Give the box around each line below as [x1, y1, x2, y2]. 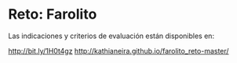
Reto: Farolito [8, 5, 97, 23]
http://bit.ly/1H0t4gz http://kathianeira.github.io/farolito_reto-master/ [8, 46, 229, 55]
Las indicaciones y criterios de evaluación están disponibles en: [8, 31, 214, 40]
